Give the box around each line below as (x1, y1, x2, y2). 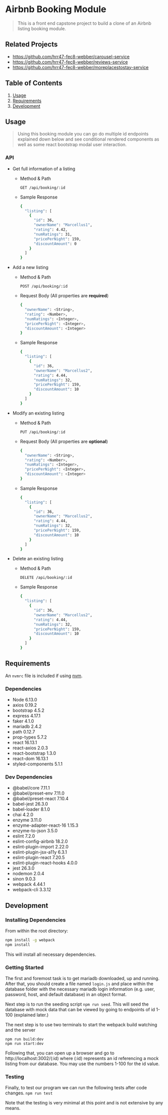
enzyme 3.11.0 (12, 817, 42, 823)
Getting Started (5, 964, 44, 971)
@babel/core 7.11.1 (12, 785, 50, 791)
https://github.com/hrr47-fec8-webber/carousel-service (12, 53, 130, 59)
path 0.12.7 (12, 729, 35, 735)
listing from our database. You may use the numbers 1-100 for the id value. (5, 1061, 160, 1067)
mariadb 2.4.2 (12, 724, 42, 730)
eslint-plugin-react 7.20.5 (12, 855, 65, 861)
